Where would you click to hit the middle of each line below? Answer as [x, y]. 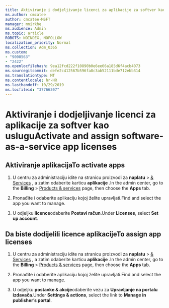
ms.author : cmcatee [26, 15]
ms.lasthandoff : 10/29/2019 [35, 85]
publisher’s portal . [32, 300]
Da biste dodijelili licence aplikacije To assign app [83, 234]
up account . [25, 218]
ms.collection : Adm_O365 [31, 47]
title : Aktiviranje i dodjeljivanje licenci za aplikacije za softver [81, 10]
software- [142, 136]
